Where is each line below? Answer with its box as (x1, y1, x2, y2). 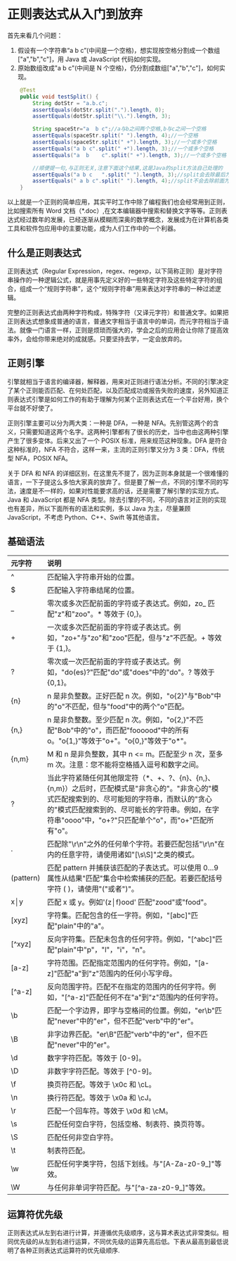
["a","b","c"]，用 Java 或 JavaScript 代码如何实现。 (17, 54, 165, 63)
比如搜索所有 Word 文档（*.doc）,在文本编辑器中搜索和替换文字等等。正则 (7, 207, 222, 215)
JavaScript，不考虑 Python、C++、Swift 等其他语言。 (7, 512, 164, 522)
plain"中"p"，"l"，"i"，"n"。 (57, 945, 150, 954)
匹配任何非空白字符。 (46, 1132, 118, 1142)
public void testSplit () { (20, 93, 99, 100)
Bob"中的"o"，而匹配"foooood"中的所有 (57, 725, 190, 735)
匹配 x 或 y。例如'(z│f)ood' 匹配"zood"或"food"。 (46, 897, 211, 906)
